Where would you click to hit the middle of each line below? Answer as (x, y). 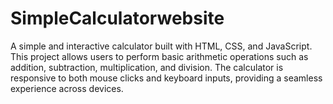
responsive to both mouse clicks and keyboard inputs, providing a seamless (166, 78)
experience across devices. (67, 88)
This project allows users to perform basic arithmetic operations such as (159, 56)
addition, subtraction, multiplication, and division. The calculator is (147, 67)
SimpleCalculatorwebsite (117, 18)
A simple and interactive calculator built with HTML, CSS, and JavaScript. (161, 46)
